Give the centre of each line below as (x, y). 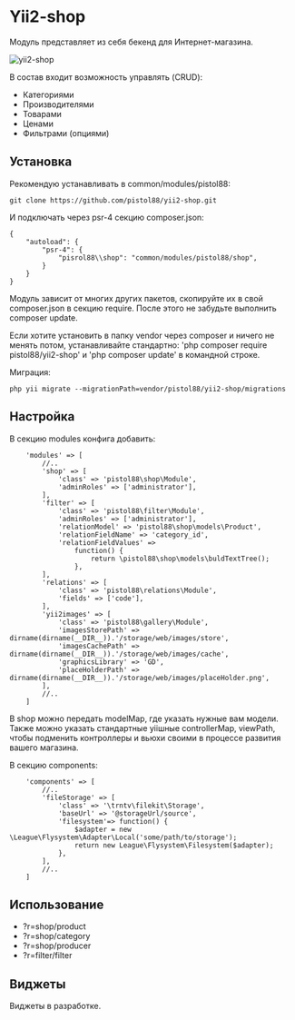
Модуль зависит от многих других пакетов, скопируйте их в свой (136, 298)
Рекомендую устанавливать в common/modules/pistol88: (120, 183)
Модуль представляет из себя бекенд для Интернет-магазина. (132, 42)
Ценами (38, 124)
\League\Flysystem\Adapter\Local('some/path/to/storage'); (123, 837)
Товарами (42, 114)
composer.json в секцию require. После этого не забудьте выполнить (143, 308)
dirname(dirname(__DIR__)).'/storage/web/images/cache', (119, 654)
